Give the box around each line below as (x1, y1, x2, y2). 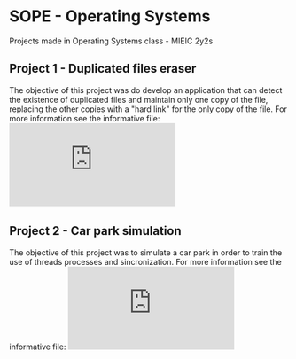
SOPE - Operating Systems (9, 6, 211, 27)
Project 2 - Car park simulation (9, 223, 182, 238)
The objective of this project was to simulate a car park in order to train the (9, 246, 283, 258)
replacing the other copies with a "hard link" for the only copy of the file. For (9, 104, 288, 114)
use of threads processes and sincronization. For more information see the (9, 256, 282, 267)
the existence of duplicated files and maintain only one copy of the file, (9, 94, 269, 105)
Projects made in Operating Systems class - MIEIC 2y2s (9, 35, 214, 46)
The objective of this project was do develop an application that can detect (9, 84, 283, 95)
